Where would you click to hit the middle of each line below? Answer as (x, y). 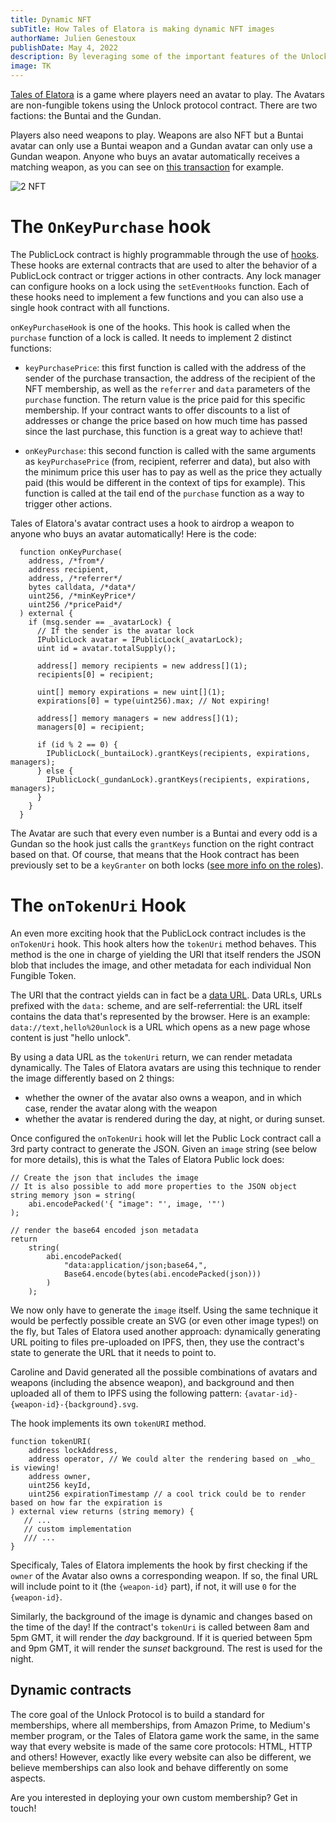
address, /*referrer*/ (75, 578)
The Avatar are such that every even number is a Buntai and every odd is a (164, 833)
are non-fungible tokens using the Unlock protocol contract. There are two (164, 105)
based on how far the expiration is (86, 1502)
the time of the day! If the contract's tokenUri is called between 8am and (160, 1627)
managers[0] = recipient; (90, 727)
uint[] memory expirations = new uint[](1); (131, 692)
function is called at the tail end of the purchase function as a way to (164, 493)
